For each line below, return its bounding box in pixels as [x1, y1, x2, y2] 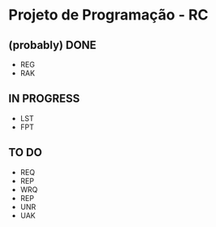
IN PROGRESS [8, 92, 80, 106]
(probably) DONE [8, 38, 97, 52]
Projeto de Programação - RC [8, 6, 209, 24]
